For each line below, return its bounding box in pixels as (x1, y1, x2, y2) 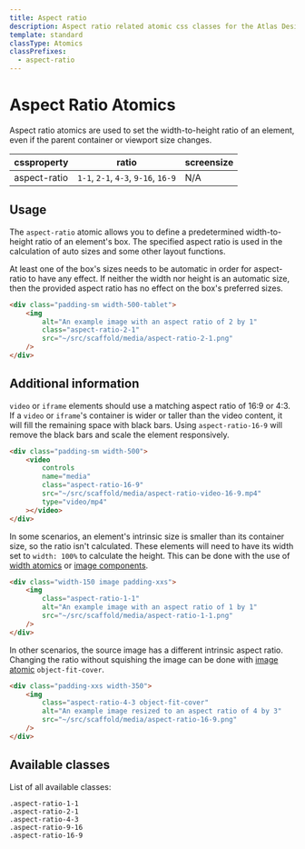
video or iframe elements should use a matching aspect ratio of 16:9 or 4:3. (9, 400, 290, 411)
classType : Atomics (9, 38, 84, 48)
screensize (184, 155, 234, 168)
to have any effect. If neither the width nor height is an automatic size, (28, 273, 290, 284)
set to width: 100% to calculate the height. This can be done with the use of (9, 550, 290, 561)
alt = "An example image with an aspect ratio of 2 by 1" (42, 317, 258, 326)
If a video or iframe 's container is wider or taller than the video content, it (9, 410, 283, 421)
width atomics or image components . (9, 560, 149, 571)
